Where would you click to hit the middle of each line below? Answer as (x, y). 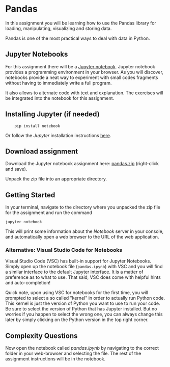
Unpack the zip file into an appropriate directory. (56, 179)
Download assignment (42, 151)
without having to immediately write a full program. (59, 83)
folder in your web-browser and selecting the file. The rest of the (73, 353)
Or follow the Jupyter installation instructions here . (58, 135)
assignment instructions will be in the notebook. (55, 359)
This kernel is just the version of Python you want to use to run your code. (83, 303)
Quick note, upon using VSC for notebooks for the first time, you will (77, 293)
